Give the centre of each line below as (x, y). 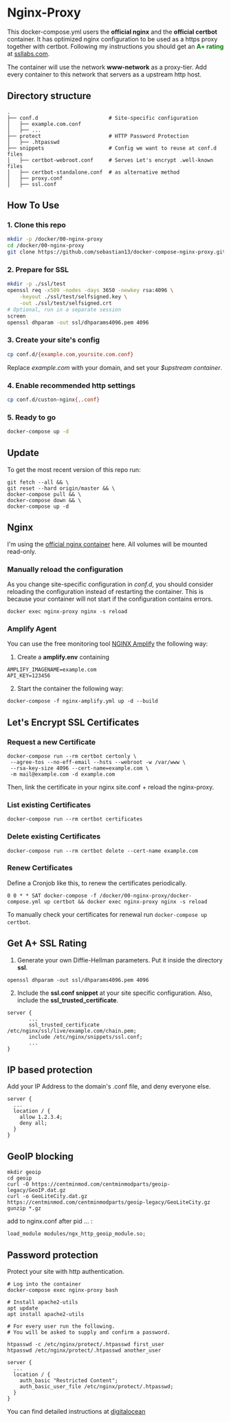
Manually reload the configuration (65, 569)
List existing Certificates (49, 805)
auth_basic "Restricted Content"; (69, 1381)
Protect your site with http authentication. (66, 1272)
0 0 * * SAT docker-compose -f (52, 896)
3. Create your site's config (54, 340)
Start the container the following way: (70, 689)
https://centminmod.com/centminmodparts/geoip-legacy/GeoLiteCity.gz (109, 1203)
